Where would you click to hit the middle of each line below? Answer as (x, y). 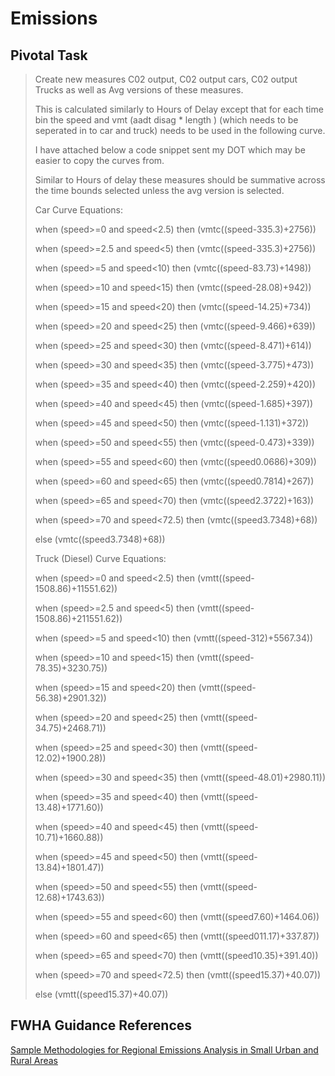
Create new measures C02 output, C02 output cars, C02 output (166, 79)
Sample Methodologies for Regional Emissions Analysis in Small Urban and (164, 1049)
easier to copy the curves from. (99, 160)
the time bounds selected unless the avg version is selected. (159, 190)
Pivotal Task (49, 55)
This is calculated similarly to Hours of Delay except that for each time (179, 109)
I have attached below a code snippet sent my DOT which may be (170, 150)
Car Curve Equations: (78, 210)
